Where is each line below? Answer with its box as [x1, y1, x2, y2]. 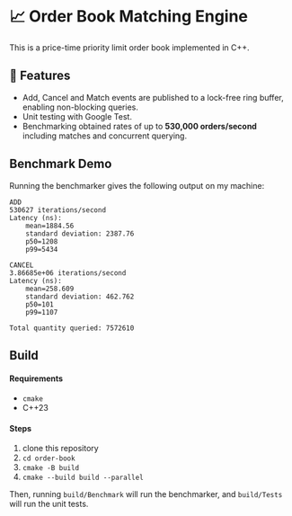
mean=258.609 [25, 284, 75, 293]
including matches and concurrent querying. [22, 130, 187, 141]
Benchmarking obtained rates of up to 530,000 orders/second [22, 120, 258, 131]
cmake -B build [22, 464, 80, 473]
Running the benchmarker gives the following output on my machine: [9, 180, 265, 191]
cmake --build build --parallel [22, 473, 144, 483]
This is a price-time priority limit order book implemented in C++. [9, 41, 250, 53]
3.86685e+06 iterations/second [9, 268, 127, 278]
